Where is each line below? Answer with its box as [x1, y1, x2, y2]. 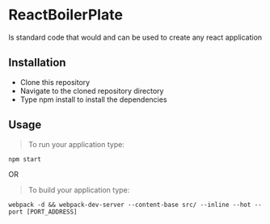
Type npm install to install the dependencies [19, 95, 167, 104]
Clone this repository [19, 77, 91, 87]
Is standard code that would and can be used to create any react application [8, 32, 263, 42]
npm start [8, 155, 42, 163]
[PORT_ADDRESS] [26, 208, 78, 216]
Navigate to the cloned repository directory [19, 86, 164, 95]
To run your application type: [27, 139, 125, 149]
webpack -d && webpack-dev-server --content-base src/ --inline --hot [8, 201, 251, 209]
